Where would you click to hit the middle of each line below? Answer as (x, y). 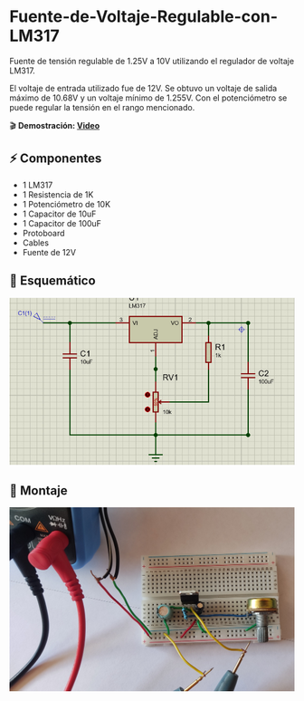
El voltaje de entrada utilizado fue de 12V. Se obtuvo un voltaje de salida (143, 88)
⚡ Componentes (56, 159)
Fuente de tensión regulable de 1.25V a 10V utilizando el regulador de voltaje (152, 61)
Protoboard (43, 233)
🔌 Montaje (38, 490)
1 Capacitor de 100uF (62, 223)
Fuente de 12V (49, 252)
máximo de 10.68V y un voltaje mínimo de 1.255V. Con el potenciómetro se (148, 98)
